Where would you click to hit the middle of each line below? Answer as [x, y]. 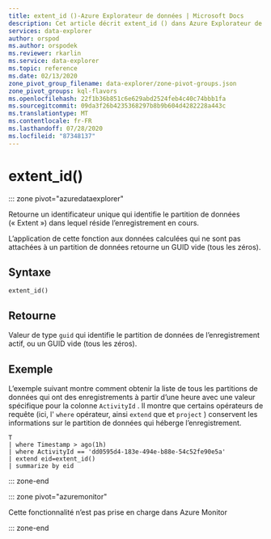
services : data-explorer [50, 31]
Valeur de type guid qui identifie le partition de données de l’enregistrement [134, 335]
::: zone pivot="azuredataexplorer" [66, 198]
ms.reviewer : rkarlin [45, 53]
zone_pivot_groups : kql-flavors [63, 91]
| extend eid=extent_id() [52, 459]
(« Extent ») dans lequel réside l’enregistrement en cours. [104, 222]
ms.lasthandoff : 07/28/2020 [56, 128]
